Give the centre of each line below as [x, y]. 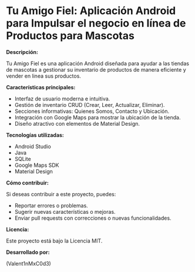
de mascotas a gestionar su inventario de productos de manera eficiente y [96, 69]
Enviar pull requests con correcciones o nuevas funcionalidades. [93, 218]
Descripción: [22, 52]
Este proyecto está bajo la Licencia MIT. [54, 241]
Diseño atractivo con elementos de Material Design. [77, 123]
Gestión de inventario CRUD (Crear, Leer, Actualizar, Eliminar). [90, 105]
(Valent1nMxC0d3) [28, 263]
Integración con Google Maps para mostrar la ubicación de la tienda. [97, 117]
